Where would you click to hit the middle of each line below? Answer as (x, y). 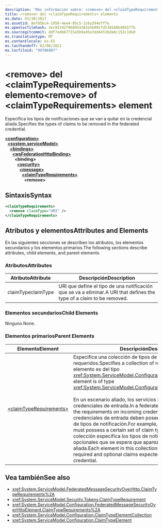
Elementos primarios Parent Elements (50, 336)
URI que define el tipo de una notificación (106, 286)
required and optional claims (106, 454)
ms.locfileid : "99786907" (31, 50)
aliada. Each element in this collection (115, 448)
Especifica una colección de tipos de (115, 357)
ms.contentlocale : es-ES (30, 41)
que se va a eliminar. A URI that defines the (107, 292)
